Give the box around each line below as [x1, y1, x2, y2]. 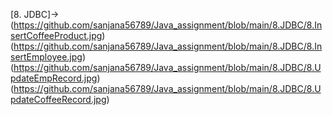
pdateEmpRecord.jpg [10, 72, 98, 84]
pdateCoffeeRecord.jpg [10, 94, 107, 105]
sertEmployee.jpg [10, 51, 83, 63]
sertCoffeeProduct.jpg [10, 30, 103, 41]
